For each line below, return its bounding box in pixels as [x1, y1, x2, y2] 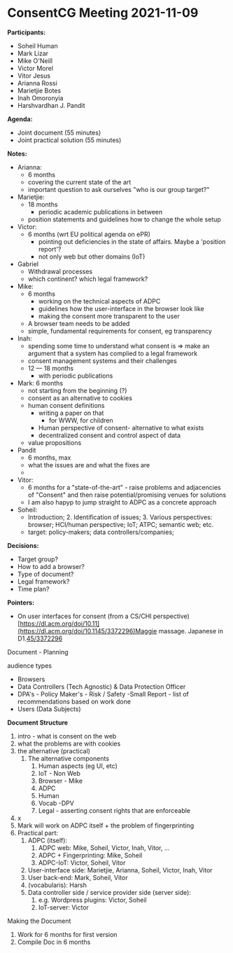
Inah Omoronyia [17, 93, 64, 102]
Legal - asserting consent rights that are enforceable [38, 806, 191, 814]
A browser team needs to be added [27, 319, 130, 327]
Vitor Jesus [17, 71, 51, 80]
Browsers [17, 675, 45, 683]
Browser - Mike [38, 776, 83, 785]
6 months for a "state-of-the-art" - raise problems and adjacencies [27, 483, 222, 491]
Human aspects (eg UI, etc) [38, 762, 118, 770]
